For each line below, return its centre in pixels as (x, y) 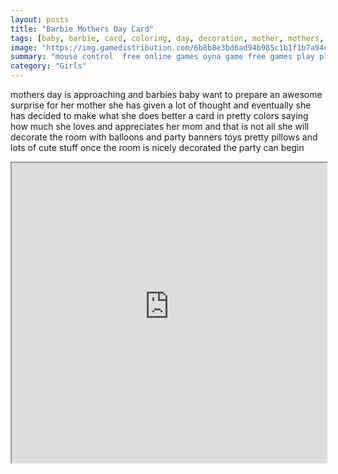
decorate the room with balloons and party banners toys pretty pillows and (164, 137)
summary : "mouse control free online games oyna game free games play (162, 57)
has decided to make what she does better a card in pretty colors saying (159, 115)
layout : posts (40, 19)
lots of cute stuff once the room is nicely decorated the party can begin (157, 147)
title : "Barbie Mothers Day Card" (82, 29)
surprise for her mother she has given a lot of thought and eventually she (161, 105)
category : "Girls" (48, 66)
